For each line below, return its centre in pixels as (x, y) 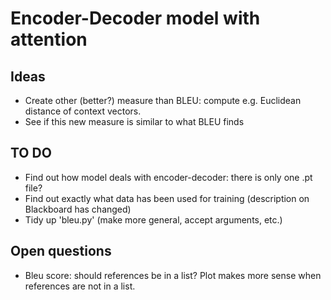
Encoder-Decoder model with (135, 18)
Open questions (61, 251)
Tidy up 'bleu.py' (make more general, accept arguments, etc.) (153, 219)
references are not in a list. (80, 286)
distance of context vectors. (83, 111)
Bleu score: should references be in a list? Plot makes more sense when (173, 275)
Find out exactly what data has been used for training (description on (167, 198)
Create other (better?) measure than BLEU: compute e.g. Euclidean (163, 100)
